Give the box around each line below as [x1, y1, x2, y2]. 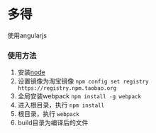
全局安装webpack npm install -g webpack [17, 92, 142, 100]
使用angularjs [7, 31, 48, 40]
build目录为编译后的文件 [17, 118, 89, 127]
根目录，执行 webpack [17, 110, 79, 118]
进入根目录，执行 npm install [17, 100, 105, 110]
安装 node [17, 68, 46, 76]
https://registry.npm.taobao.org [17, 85, 117, 92]
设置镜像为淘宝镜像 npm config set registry [17, 77, 149, 86]
